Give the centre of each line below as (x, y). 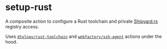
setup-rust (29, 7)
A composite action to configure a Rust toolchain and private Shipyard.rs (82, 21)
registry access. (22, 26)
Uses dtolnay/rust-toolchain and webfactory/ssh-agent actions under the (83, 36)
